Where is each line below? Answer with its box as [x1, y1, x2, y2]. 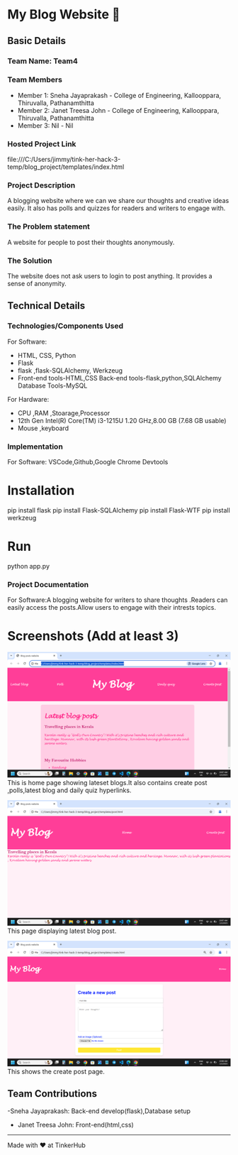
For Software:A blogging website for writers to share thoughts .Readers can [7, 596, 228, 604]
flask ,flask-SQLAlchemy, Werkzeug [17, 366, 123, 375]
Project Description [7, 180, 76, 190]
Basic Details [7, 35, 66, 47]
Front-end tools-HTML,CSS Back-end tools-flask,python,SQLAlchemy [17, 373, 222, 382]
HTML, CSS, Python [17, 351, 76, 359]
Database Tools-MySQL [17, 381, 88, 390]
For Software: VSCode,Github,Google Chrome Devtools [7, 457, 169, 466]
